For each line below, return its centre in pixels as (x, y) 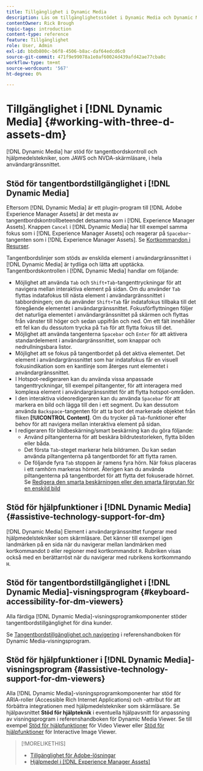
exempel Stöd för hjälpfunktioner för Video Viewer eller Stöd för (85, 726)
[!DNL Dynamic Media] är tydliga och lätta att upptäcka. (76, 264)
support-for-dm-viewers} (56, 679)
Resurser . (18, 246)
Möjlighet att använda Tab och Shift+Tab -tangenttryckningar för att (98, 283)
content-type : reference (37, 35)
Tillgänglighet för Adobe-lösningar (73, 755)
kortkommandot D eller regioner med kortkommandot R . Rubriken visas (94, 551)
